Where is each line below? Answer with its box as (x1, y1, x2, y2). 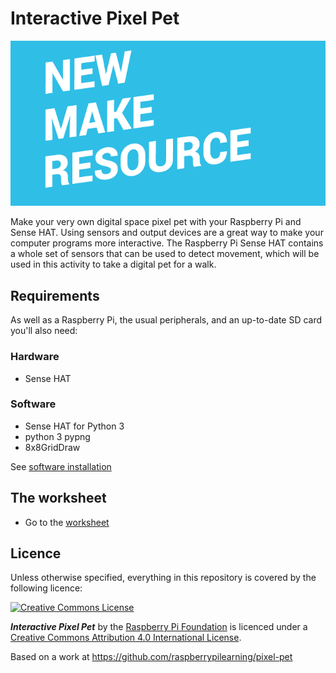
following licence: (10, 582, 83, 594)
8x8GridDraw (24, 441, 81, 453)
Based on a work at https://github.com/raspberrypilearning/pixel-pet (10, 651, 293, 663)
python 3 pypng (24, 430, 91, 442)
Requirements (10, 287, 100, 304)
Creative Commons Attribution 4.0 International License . (10, 632, 242, 644)
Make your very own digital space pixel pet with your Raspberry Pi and (10, 216, 302, 228)
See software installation (10, 460, 112, 472)
